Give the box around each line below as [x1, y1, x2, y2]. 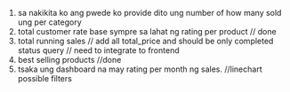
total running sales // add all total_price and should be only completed [17, 35, 274, 46]
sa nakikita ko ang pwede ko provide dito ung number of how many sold [17, 8, 282, 18]
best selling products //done [17, 55, 122, 65]
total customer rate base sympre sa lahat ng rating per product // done [17, 27, 278, 36]
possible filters [17, 73, 73, 83]
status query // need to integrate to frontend [17, 45, 180, 56]
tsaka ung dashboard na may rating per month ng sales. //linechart [17, 64, 262, 74]
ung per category [17, 17, 82, 27]
